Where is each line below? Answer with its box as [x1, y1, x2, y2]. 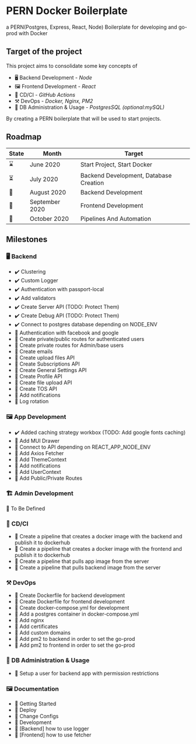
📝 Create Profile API [14, 373, 62, 380]
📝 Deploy [14, 707, 37, 714]
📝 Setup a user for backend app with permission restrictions [14, 670, 159, 677]
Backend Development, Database [80, 171, 172, 179]
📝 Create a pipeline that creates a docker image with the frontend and [14, 545, 183, 552]
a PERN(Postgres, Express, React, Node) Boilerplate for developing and [6, 23, 177, 30]
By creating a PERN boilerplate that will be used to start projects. [6, 115, 162, 122]
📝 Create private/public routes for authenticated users [14, 336, 145, 343]
